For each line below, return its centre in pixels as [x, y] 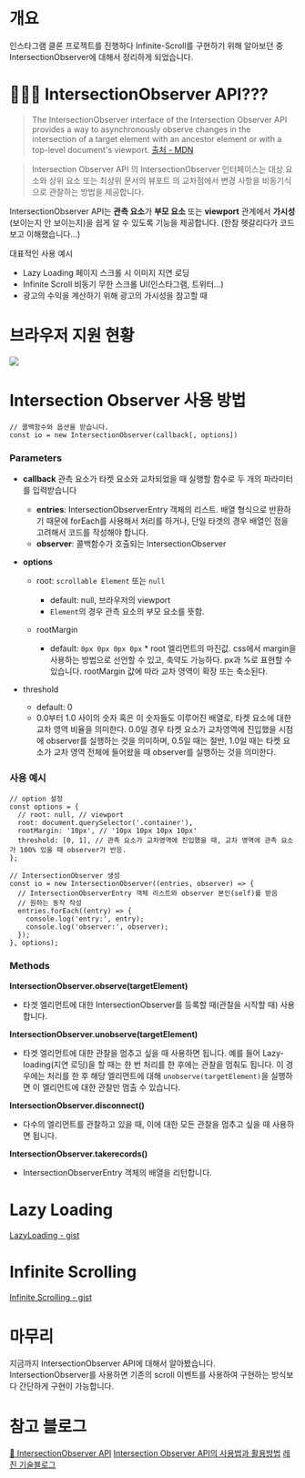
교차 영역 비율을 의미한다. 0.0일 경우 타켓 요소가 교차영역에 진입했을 [156, 729]
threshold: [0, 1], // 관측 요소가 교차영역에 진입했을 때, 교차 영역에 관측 [147, 841]
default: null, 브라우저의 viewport [110, 600]
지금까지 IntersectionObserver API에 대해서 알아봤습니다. [112, 1363]
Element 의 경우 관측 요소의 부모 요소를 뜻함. [127, 612]
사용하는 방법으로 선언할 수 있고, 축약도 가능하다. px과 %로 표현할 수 [171, 660]
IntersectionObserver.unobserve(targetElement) [104, 1034]
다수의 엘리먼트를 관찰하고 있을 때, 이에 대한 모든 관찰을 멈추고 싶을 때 [146, 1124]
